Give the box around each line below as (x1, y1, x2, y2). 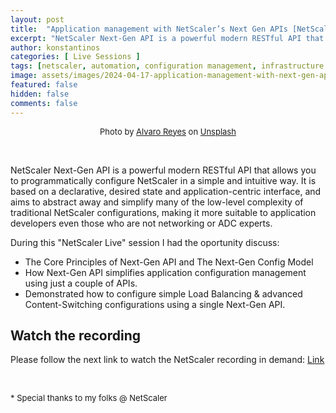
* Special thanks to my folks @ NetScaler (10, 392, 168, 404)
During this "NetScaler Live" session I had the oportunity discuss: (10, 236, 280, 248)
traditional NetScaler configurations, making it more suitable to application (10, 206, 317, 218)
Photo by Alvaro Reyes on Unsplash (99, 126, 237, 137)
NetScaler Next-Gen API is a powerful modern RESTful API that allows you (10, 164, 317, 176)
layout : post (10, 14, 65, 25)
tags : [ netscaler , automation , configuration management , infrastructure (10, 61, 325, 71)
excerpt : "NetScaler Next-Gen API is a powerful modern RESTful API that (10, 33, 325, 43)
